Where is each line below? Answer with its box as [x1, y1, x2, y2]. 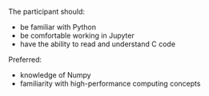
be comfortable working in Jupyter [19, 31, 135, 40]
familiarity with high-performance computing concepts [19, 79, 201, 88]
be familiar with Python [19, 22, 96, 31]
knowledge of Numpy [19, 70, 91, 79]
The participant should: [8, 7, 86, 16]
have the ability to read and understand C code [19, 39, 176, 49]
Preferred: [8, 55, 42, 64]
